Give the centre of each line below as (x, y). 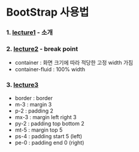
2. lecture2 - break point (42, 49)
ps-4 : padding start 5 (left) (49, 136)
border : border (34, 98)
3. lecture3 (22, 85)
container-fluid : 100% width (50, 69)
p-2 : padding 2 (34, 111)
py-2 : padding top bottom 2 (50, 123)
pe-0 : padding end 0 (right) (49, 142)
